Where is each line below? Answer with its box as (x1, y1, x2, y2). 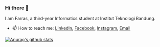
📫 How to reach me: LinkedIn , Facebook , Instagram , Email (12, 25, 131, 31)
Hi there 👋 (5, 4, 29, 11)
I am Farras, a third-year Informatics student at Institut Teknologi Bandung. (5, 16, 156, 22)
